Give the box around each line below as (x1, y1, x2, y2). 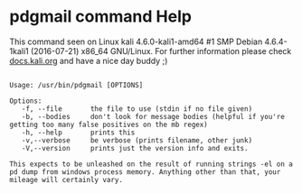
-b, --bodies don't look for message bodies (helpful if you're (21, 112, 285, 121)
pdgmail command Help (9, 6, 193, 27)
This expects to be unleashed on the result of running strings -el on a (9, 160, 294, 169)
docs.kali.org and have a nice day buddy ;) (9, 55, 168, 66)
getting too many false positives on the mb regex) (9, 120, 208, 129)
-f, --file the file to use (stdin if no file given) (21, 104, 253, 114)
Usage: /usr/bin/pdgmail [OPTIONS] (9, 80, 144, 89)
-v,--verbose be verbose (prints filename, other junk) (21, 135, 253, 145)
